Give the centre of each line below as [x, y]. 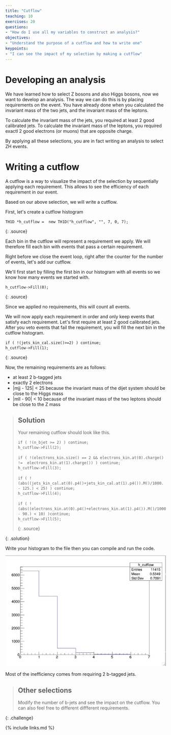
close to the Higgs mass [38, 393]
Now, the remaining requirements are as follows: [56, 367]
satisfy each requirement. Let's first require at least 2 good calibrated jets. [83, 322]
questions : [17, 27]
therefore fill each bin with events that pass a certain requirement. [74, 246]
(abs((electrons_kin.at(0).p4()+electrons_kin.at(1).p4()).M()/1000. [93, 509]
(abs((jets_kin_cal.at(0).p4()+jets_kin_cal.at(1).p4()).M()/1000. [91, 483]
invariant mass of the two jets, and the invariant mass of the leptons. [77, 110]
